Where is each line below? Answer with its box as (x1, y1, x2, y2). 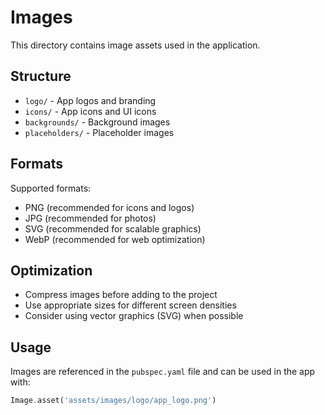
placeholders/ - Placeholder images (24, 126, 175, 138)
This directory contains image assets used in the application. (10, 39, 261, 51)
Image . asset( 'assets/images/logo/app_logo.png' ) (10, 396, 217, 406)
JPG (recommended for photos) (24, 212, 157, 224)
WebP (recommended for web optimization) (24, 233, 206, 245)
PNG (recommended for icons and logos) (24, 201, 195, 213)
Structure (10, 68, 72, 85)
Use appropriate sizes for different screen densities (24, 299, 237, 311)
